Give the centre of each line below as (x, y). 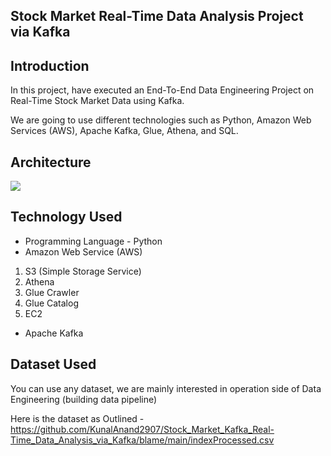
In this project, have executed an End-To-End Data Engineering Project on (162, 90)
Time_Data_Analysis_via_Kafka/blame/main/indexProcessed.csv (142, 440)
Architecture (51, 162)
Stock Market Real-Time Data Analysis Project (157, 16)
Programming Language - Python (93, 241)
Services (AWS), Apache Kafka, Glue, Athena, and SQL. (124, 131)
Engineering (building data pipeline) (84, 399)
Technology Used (66, 217)
